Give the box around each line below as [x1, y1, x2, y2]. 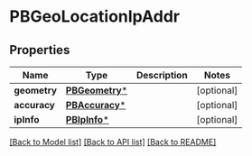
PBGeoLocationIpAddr [9, 6, 181, 27]
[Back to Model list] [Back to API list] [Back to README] [9, 137, 217, 147]
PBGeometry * [65, 84, 128, 96]
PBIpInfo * [65, 114, 110, 125]
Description [135, 69, 188, 81]
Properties [9, 42, 70, 58]
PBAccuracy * [65, 99, 126, 111]
